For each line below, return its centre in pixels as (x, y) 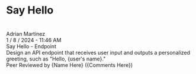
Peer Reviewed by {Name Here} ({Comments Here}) (70, 65)
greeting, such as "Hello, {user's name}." (56, 59)
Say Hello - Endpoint (31, 46)
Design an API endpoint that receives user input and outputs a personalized (98, 53)
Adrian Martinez (26, 34)
